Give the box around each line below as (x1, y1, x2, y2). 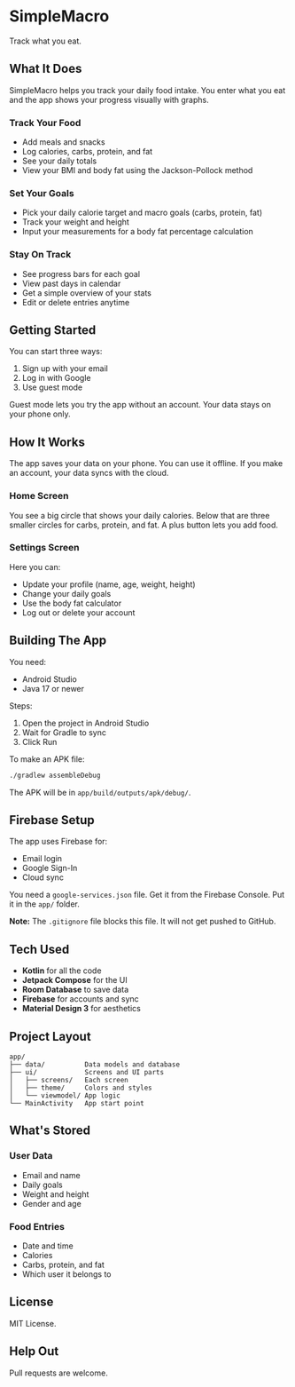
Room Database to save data (21, 984, 129, 995)
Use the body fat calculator (21, 598, 122, 608)
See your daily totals (21, 155, 97, 166)
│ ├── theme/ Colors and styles (9, 1083, 152, 1092)
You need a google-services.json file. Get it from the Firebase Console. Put (9, 890, 285, 900)
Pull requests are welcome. (9, 1367, 108, 1378)
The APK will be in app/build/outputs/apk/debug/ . (9, 787, 191, 797)
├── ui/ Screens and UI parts (9, 1067, 165, 1076)
